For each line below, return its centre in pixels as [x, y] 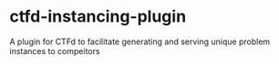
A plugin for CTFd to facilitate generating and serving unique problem [140, 41]
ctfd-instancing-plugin [98, 17]
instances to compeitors [55, 50]
